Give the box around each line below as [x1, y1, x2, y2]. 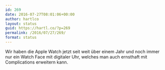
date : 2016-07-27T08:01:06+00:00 [5, 12, 75, 17]
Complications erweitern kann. [5, 59, 68, 65]
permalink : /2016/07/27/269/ [5, 30, 66, 35]
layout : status [5, 21, 37, 26]
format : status [5, 35, 37, 40]
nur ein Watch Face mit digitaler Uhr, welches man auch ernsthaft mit [5, 54, 147, 60]
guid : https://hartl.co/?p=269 [5, 26, 70, 31]
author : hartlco [5, 16, 39, 21]
